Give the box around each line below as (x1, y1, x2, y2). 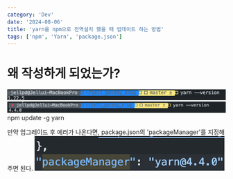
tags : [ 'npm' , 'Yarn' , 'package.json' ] (7, 33, 123, 40)
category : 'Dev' (7, 11, 54, 18)
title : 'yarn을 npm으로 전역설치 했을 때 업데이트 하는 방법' (7, 26, 164, 32)
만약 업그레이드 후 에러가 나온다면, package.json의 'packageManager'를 (7, 128, 207, 136)
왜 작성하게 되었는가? (7, 66, 121, 82)
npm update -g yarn (7, 113, 64, 122)
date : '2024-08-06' (7, 18, 64, 26)
